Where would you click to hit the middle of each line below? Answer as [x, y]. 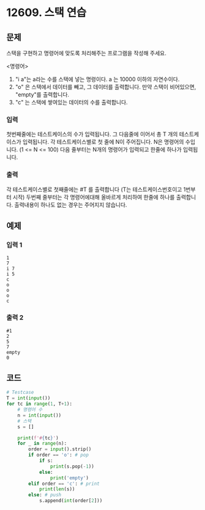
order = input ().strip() [60, 449]
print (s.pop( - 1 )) [72, 466]
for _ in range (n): [42, 444]
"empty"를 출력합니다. [42, 95]
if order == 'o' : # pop [58, 455]
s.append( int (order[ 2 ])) [71, 501]
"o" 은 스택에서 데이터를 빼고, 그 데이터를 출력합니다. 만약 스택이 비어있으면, [106, 87]
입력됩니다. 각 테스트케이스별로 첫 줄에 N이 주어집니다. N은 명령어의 [103, 142]
